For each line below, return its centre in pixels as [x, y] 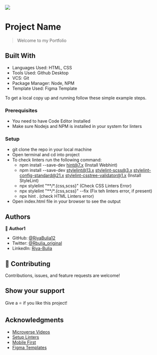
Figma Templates [29, 347]
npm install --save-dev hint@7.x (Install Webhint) [69, 165]
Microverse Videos [31, 332]
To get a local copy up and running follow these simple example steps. [76, 98]
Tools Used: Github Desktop [40, 73]
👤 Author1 [15, 229]
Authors [18, 217]
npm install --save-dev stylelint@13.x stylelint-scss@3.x [76, 170]
